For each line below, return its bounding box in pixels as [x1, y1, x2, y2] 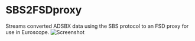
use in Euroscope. [5, 28, 50, 35]
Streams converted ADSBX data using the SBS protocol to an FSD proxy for [5, 23, 189, 29]
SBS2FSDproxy [5, 3, 82, 17]
